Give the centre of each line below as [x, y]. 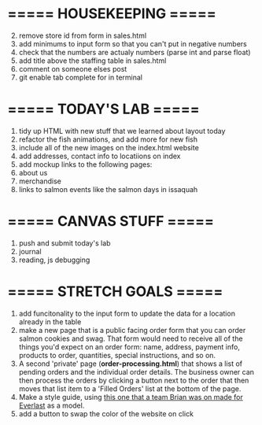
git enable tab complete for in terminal [81, 77]
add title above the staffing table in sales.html [92, 61]
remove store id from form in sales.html [83, 35]
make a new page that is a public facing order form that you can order [132, 330]
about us [33, 172]
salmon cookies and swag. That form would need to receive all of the [131, 338]
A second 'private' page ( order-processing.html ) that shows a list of [131, 364]
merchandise [40, 181]
